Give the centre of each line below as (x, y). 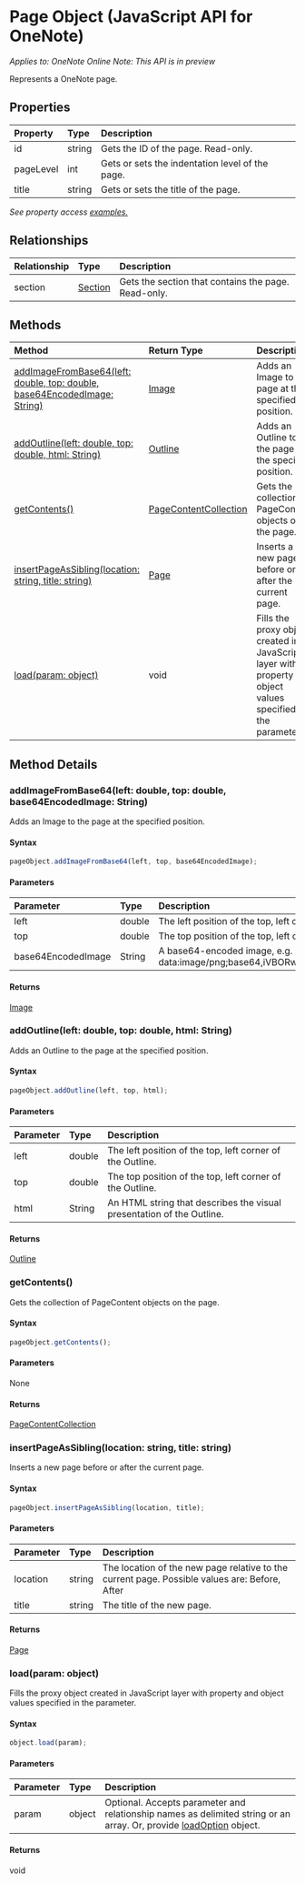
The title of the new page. (157, 1605)
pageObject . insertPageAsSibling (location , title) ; (107, 1507)
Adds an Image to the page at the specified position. (108, 821)
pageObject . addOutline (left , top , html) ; (89, 1091)
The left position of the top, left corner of (194, 1151)
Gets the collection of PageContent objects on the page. (114, 1302)
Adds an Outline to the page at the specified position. (109, 1050)
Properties (40, 108)
